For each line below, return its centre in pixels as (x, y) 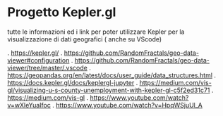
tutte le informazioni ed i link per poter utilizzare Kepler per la (96, 32)
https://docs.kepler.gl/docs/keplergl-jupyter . (73, 82)
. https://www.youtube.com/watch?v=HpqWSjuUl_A (127, 105)
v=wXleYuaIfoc (29, 105)
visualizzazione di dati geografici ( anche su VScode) (85, 39)
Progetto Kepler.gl (62, 12)
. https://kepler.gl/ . (35, 53)
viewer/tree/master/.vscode (48, 67)
